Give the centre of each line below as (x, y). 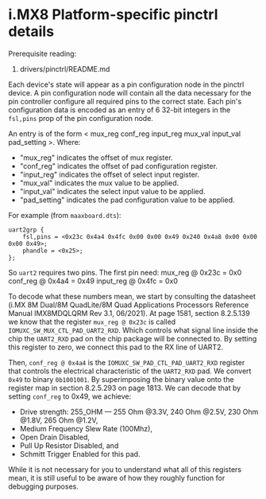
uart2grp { (26, 230)
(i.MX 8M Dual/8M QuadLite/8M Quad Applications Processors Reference (129, 305)
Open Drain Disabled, (54, 437)
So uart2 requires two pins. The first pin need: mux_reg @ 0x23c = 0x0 (125, 272)
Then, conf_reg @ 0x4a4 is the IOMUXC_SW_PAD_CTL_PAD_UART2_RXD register (127, 362)
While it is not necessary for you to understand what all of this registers (125, 469)
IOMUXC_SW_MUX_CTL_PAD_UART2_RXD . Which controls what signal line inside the (133, 330)
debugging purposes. (44, 486)
